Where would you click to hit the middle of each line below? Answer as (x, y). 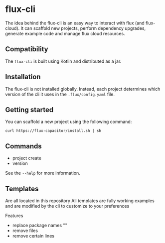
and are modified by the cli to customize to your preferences (67, 206)
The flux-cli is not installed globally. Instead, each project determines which (83, 89)
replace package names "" (40, 225)
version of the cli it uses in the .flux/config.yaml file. (60, 94)
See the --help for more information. (43, 173)
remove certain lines (33, 236)
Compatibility (27, 49)
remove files (25, 231)
